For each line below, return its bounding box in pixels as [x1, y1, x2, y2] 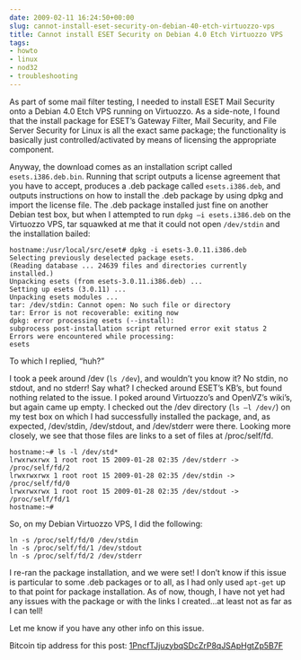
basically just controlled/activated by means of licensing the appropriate [9, 134, 277, 145]
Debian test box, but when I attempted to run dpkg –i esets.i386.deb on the [9, 208, 291, 220]
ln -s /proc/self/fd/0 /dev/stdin [9, 535, 139, 544]
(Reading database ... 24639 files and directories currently [9, 261, 247, 270]
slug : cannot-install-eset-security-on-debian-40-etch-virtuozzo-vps [9, 22, 276, 31]
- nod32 [9, 64, 39, 73]
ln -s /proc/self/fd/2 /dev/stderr [9, 551, 143, 560]
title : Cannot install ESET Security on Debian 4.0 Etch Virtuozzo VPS [9, 30, 283, 39]
